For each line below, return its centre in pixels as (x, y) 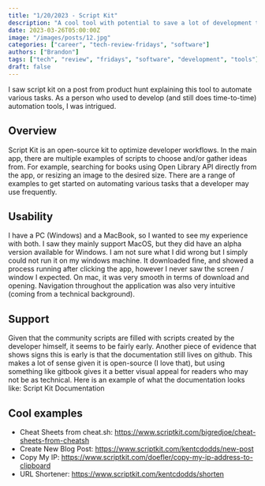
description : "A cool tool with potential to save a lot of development (130, 23)
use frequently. (33, 192)
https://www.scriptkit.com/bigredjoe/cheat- (185, 432)
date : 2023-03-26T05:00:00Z (54, 30)
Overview (33, 131)
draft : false (30, 67)
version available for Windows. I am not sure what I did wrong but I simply (128, 252)
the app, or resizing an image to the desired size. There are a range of (122, 175)
